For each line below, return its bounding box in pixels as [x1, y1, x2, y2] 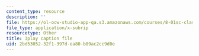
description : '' [6, 14, 46, 20]
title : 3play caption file [6, 36, 73, 41]
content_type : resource [6, 8, 65, 15]
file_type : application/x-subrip [6, 24, 89, 31]
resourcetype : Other [6, 30, 57, 36]
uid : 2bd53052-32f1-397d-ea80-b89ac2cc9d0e [6, 41, 115, 47]
